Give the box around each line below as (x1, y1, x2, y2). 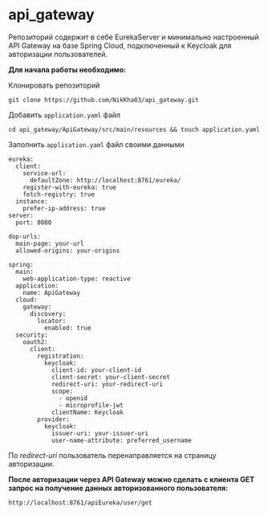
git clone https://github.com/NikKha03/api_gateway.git (8, 96, 199, 104)
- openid (59, 394, 88, 403)
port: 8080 (15, 219, 52, 227)
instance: (15, 197, 48, 206)
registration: (37, 352, 84, 360)
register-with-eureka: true (22, 183, 116, 191)
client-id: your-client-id (51, 366, 142, 374)
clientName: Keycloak (51, 408, 124, 416)
